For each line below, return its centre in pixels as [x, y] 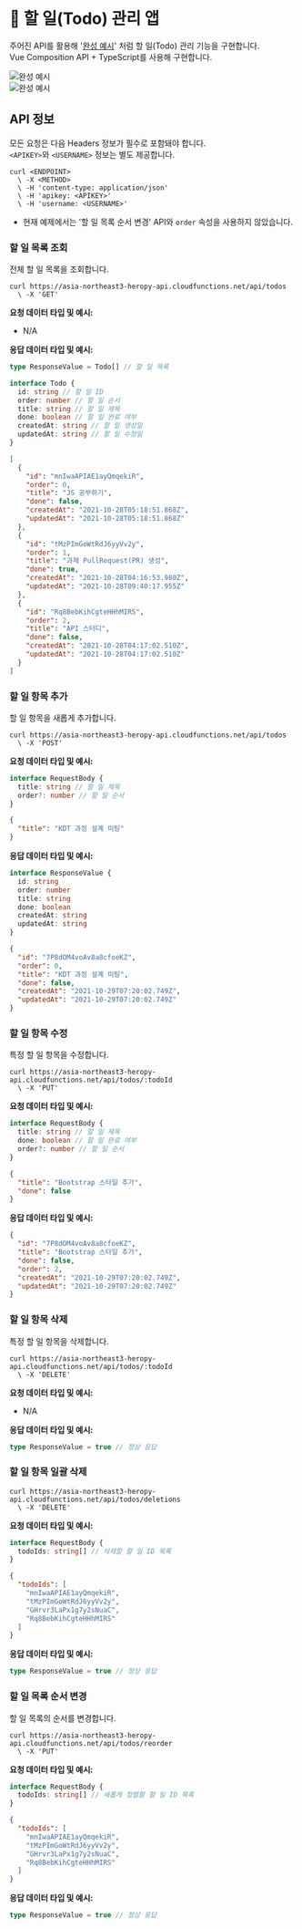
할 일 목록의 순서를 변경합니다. [63, 1718]
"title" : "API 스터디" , [68, 629]
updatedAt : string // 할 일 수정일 [80, 434]
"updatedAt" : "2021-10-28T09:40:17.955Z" [105, 586]
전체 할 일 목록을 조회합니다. [59, 269]
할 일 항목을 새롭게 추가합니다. [63, 718]
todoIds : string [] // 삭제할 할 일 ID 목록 [95, 1551]
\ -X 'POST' [40, 743]
